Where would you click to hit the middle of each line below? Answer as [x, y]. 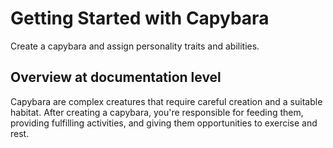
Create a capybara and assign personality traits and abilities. [135, 46]
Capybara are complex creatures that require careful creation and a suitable [166, 101]
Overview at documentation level [116, 77]
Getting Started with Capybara [140, 18]
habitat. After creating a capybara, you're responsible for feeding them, [157, 112]
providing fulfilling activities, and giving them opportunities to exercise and [164, 123]
